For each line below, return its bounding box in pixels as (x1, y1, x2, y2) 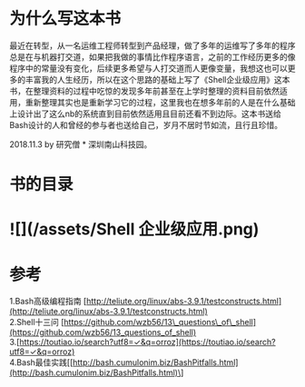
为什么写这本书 (9, 8, 122, 29)
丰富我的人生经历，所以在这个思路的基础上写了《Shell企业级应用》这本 (25, 74, 290, 84)
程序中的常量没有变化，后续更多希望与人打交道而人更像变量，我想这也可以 (9, 63, 288, 74)
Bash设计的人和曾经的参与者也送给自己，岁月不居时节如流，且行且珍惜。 (9, 119, 283, 130)
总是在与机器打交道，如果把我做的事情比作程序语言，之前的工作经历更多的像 (9, 51, 296, 62)
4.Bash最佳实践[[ (9, 357, 74, 368)
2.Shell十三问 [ (9, 317, 64, 328)
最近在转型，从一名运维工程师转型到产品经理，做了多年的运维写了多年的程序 (9, 40, 296, 51)
